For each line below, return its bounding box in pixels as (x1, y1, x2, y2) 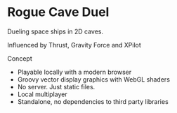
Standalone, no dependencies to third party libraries (17, 97, 169, 105)
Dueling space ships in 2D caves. (7, 27, 104, 36)
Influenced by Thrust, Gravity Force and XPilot (7, 40, 142, 49)
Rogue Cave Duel (7, 4, 110, 20)
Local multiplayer (17, 90, 68, 98)
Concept (7, 54, 33, 63)
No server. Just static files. (17, 82, 96, 91)
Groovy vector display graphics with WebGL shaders (17, 75, 171, 84)
